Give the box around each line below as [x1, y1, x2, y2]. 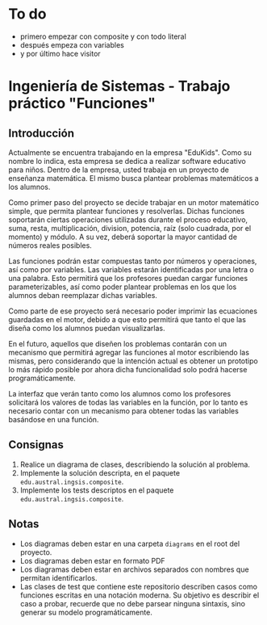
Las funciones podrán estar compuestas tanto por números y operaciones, [8, 256, 257, 266]
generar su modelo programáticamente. [19, 607, 153, 617]
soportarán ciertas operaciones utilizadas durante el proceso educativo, [8, 215, 248, 224]
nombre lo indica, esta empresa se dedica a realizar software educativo [8, 156, 246, 166]
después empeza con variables [19, 40, 125, 49]
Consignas [8, 438, 65, 452]
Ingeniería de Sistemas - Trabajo [8, 78, 231, 95]
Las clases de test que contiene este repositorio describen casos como [19, 581, 258, 591]
